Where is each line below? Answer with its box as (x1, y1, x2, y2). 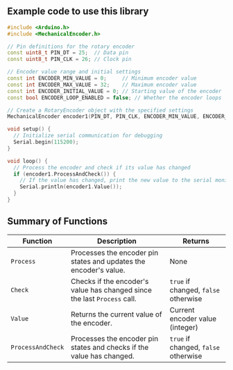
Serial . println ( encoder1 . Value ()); (19, 183, 123, 190)
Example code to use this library (7, 6, 149, 17)
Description (96, 236, 137, 246)
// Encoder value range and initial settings (7, 69, 141, 76)
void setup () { (7, 126, 51, 133)
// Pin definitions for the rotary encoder (7, 43, 135, 50)
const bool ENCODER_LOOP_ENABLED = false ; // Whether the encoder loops (7, 94, 222, 101)
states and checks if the (70, 342, 149, 352)
